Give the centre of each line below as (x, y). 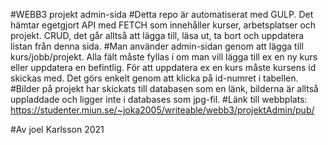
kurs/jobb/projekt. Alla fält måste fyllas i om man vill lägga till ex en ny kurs (164, 57)
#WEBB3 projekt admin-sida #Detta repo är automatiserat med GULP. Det (162, 14)
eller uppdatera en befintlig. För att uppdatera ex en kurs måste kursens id (163, 67)
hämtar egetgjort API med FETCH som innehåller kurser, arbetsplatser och (163, 25)
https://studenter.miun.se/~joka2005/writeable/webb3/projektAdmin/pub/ (162, 110)
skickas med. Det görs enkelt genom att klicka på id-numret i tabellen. (154, 78)
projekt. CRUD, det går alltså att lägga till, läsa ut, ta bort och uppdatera (157, 35)
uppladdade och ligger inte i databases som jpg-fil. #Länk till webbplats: (159, 99)
